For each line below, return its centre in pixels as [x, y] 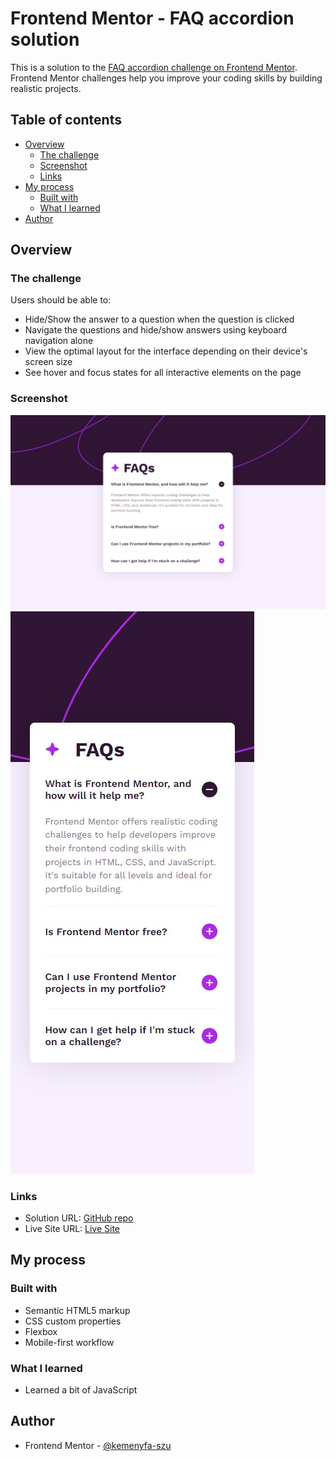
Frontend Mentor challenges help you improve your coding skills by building [166, 78]
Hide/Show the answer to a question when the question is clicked [159, 319]
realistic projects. [46, 88]
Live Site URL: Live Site [72, 1229]
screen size [48, 362]
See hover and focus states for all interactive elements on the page [163, 373]
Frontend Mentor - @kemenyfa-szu [98, 1445]
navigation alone [59, 341]
